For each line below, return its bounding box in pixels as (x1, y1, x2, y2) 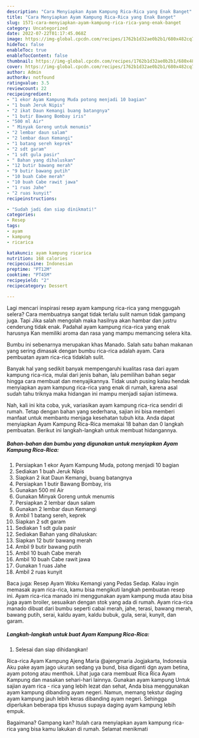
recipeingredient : (6, 91, 52, 97)
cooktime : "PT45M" (6, 272, 52, 278)
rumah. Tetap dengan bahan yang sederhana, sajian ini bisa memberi (6, 407, 175, 415)
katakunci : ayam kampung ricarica (6, 250, 92, 256)
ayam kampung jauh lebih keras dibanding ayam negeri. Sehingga (6, 695, 167, 702)
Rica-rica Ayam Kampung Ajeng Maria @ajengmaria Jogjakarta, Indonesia (6, 657, 187, 664)
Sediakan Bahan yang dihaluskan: (15, 530, 98, 538)
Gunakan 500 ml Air (15, 486, 64, 494)
